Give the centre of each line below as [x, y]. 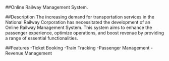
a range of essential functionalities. [42, 38]
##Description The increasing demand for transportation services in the [80, 17]
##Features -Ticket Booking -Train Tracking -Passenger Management [77, 48]
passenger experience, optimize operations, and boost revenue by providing [84, 33]
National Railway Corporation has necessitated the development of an [78, 22]
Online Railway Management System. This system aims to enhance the [79, 27]
